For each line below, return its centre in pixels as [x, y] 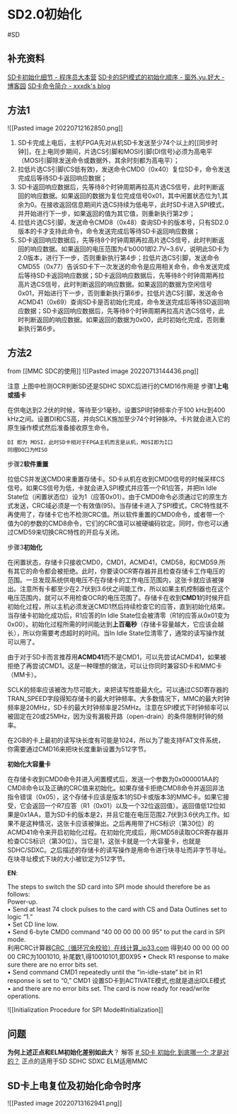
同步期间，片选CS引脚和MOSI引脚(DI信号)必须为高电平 [133, 151]
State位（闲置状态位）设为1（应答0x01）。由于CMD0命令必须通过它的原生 [114, 497]
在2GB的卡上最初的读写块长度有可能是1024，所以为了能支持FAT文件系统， [116, 740]
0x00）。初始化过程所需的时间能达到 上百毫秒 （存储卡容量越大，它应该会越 [116, 625]
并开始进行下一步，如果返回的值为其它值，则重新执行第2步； [106, 213]
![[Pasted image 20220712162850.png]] [65, 127]
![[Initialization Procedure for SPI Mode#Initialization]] [86, 1010]
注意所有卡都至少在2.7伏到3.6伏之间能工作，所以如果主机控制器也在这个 [125, 589]
